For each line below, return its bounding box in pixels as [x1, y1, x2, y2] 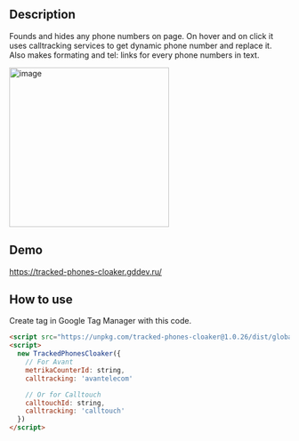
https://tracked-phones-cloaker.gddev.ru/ [9, 266, 163, 277]
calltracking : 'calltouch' [25, 406, 125, 416]
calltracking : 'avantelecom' [25, 373, 133, 383]
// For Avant [25, 357, 74, 367]
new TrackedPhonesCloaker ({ [17, 349, 122, 358]
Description [9, 7, 76, 22]
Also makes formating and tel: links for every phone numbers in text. [9, 49, 260, 60]
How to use [9, 293, 73, 308]
